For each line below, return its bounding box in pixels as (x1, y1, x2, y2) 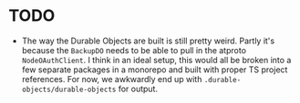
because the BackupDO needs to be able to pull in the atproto (21, 44, 247, 55)
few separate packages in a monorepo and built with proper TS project (21, 64, 288, 75)
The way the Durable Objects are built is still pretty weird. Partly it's (21, 35, 275, 46)
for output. (118, 83, 159, 94)
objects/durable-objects (21, 85, 117, 94)
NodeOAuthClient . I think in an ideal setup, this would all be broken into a (21, 54, 292, 65)
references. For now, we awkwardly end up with (21, 73, 202, 84)
